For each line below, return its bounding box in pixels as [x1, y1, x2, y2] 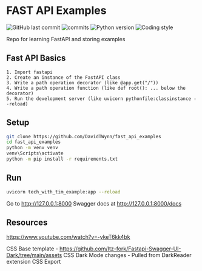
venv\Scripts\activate [6, 150, 64, 156]
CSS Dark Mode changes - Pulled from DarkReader [63, 252, 192, 259]
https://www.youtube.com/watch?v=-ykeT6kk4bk [6, 233, 130, 241]
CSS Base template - [6, 245, 59, 252]
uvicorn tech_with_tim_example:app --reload [6, 189, 121, 195]
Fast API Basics [6, 53, 66, 64]
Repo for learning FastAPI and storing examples [6, 35, 126, 42]
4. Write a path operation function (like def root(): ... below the [6, 85, 186, 91]
